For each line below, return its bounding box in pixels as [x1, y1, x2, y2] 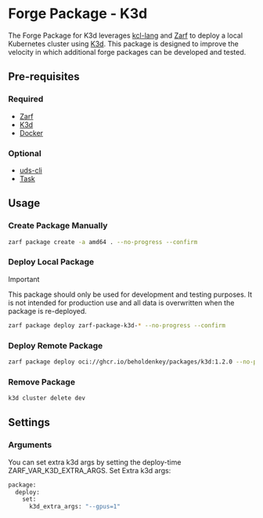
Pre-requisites [8, 70, 80, 83]
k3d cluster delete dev [8, 394, 86, 403]
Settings [8, 416, 51, 429]
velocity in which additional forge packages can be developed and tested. [8, 47, 247, 57]
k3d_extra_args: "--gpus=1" [28, 503, 121, 511]
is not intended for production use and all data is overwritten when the [8, 297, 235, 307]
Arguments [8, 440, 52, 451]
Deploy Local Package [8, 257, 95, 268]
